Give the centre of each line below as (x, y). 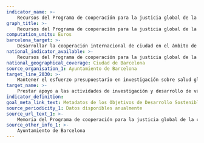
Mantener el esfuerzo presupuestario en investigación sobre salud (104, 80)
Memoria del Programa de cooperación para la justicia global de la (106, 119)
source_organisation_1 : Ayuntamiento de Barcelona (72, 68)
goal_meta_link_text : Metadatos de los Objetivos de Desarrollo (89, 102)
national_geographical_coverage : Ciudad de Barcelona (76, 63)
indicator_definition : (35, 97)
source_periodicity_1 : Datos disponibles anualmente (74, 108)
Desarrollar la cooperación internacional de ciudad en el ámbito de (107, 46)
